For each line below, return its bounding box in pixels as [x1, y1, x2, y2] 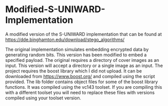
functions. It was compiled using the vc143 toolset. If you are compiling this [5, 84, 162, 90]
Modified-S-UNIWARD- [5, 4, 105, 15]
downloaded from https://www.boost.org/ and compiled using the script [5, 73, 155, 79]
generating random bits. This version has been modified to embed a [5, 52, 147, 58]
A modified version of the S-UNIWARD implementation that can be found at [5, 31, 162, 37]
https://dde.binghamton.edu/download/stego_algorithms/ [5, 37, 125, 43]
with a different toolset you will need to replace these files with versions [5, 89, 155, 95]
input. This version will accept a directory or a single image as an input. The [5, 62, 163, 68]
